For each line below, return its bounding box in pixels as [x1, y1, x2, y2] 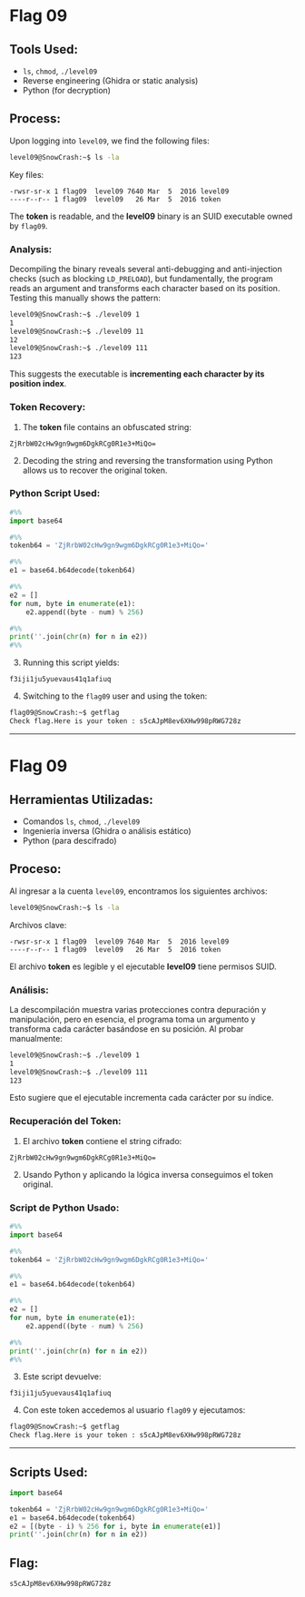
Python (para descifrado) [22, 835, 117, 846]
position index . [9, 378, 67, 389]
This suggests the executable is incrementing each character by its [9, 368, 265, 379]
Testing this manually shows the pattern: [9, 292, 162, 303]
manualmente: [9, 1033, 64, 1043]
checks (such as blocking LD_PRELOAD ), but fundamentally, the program [9, 273, 274, 284]
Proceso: [9, 861, 62, 877]
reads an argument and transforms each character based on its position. [9, 282, 280, 293]
